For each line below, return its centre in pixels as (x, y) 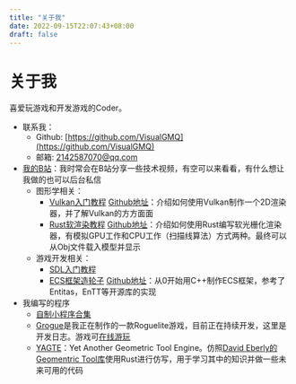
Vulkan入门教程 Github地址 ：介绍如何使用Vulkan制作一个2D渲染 (168, 202)
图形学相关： (59, 191)
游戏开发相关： (63, 258)
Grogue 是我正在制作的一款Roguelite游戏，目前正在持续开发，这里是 (161, 326)
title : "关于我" (38, 17)
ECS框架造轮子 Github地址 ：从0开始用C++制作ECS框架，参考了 (167, 281)
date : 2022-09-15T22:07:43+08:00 (72, 26)
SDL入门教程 (73, 269)
